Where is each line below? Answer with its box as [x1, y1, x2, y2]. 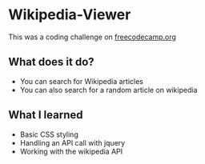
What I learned [8, 108, 83, 122]
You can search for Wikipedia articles [19, 76, 144, 86]
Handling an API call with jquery [19, 138, 126, 147]
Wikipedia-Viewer [8, 6, 131, 24]
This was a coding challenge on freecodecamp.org [8, 32, 176, 42]
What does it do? [8, 55, 94, 69]
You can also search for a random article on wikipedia [19, 85, 198, 94]
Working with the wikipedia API [19, 146, 123, 156]
